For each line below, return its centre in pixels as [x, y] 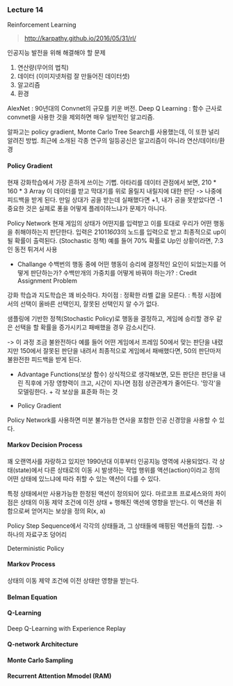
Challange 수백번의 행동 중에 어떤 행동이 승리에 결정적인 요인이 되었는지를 [118, 264]
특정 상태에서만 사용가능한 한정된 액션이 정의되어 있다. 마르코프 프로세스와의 [110, 493]
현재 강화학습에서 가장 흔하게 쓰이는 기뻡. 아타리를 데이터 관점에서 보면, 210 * [112, 182]
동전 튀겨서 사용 [36, 249]
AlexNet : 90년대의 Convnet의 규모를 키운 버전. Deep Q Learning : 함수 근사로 [115, 109]
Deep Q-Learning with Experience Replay [67, 628]
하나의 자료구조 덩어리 [37, 534]
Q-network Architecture [43, 644]
